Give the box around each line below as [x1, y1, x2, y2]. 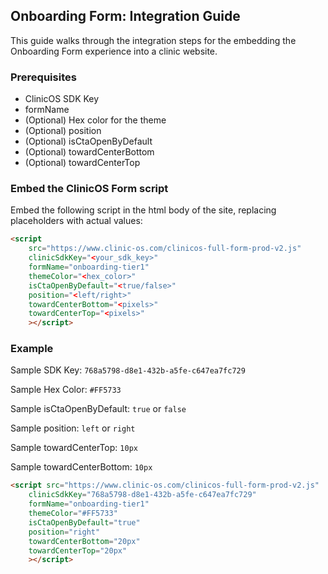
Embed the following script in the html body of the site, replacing [10, 204, 277, 216]
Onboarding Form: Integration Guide [10, 8, 241, 25]
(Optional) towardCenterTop [24, 157, 141, 169]
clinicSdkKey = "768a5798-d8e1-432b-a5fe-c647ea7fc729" [28, 490, 257, 500]
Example [10, 342, 54, 356]
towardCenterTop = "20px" [28, 545, 128, 556]
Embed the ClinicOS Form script [10, 182, 169, 196]
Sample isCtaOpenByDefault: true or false [10, 403, 187, 415]
